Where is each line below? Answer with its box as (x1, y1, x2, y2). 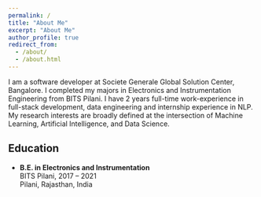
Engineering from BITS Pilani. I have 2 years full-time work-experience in (8, 94, 244, 103)
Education (8, 142, 60, 155)
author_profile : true (8, 33, 79, 42)
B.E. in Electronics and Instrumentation (19, 162, 150, 172)
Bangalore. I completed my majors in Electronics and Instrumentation (8, 85, 232, 95)
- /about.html (15, 56, 61, 64)
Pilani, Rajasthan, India (19, 179, 93, 189)
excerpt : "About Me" (8, 26, 76, 34)
